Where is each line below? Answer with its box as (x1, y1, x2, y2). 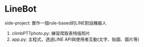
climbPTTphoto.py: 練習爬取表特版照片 (11, 30, 90, 36)
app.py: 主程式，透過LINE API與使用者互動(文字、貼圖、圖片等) (11, 36, 140, 42)
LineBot (4, 3, 37, 15)
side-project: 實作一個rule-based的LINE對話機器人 (4, 20, 107, 26)
